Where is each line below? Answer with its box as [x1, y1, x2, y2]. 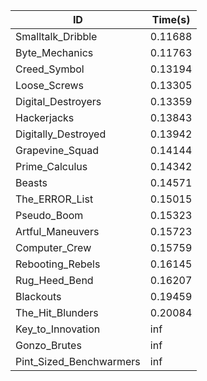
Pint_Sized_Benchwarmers [15, 355, 141, 368]
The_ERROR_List [15, 192, 94, 206]
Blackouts [15, 290, 62, 303]
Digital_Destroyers [15, 95, 102, 108]
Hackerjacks [15, 111, 75, 124]
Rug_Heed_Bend [15, 274, 94, 287]
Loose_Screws [15, 79, 85, 92]
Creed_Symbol [15, 62, 85, 76]
